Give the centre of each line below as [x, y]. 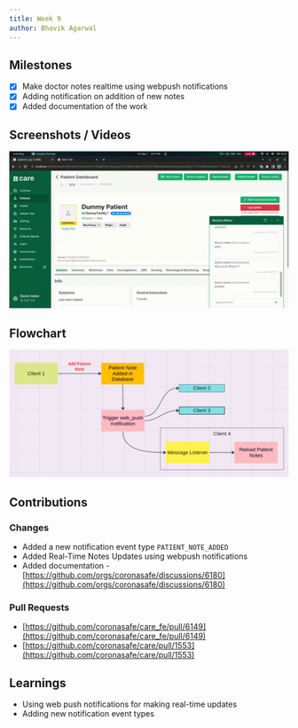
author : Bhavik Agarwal [53, 28]
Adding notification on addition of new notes [103, 97]
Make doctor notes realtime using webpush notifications [125, 86]
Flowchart [38, 333]
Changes [29, 528]
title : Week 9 [35, 19]
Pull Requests [39, 607]
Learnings [38, 683]
